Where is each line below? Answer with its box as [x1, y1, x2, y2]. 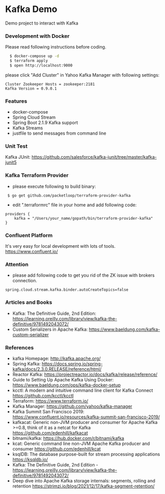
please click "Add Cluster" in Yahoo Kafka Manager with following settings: [5, 72, 160, 78]
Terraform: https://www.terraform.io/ [12, 398, 88, 404]
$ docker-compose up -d [9, 54, 59, 59]
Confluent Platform [5, 232, 53, 239]
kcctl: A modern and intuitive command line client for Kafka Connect [12, 387, 153, 393]
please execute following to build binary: [12, 183, 96, 189]
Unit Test [5, 143, 27, 150]
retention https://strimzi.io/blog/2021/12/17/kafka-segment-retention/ [12, 483, 155, 489]
